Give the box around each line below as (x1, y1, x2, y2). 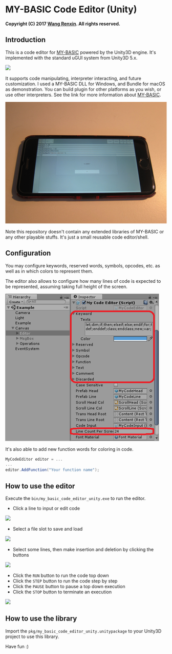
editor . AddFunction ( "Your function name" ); (5, 467, 100, 473)
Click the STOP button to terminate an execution (12, 589, 112, 595)
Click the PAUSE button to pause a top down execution (12, 584, 125, 589)
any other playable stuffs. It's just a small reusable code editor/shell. (5, 234, 149, 240)
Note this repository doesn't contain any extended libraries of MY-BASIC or (5, 228, 164, 234)
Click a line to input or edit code (12, 505, 80, 511)
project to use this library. (5, 633, 59, 640)
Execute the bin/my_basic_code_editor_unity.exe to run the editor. (5, 495, 146, 501)
